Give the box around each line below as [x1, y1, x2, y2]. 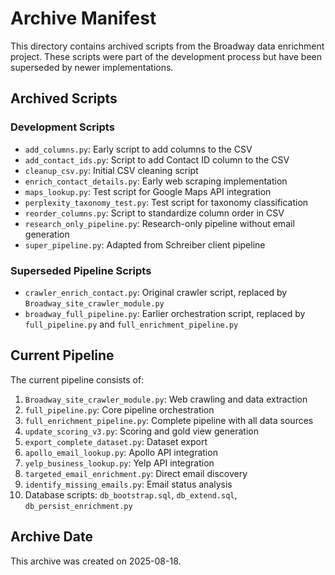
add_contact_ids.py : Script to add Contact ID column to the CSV [24, 153, 290, 166]
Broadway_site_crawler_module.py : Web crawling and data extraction [24, 393, 308, 405]
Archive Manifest [10, 7, 157, 30]
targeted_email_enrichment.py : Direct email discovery [24, 467, 248, 479]
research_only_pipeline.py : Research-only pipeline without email [24, 217, 295, 229]
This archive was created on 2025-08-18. [10, 555, 182, 567]
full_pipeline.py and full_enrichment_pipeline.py [24, 318, 239, 330]
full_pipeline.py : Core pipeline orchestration [24, 403, 215, 416]
